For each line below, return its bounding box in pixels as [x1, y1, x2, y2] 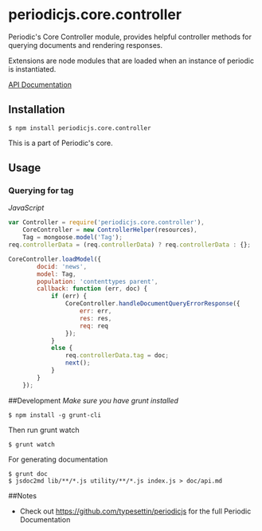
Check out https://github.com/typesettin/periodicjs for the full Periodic [19, 506, 252, 516]
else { [50, 344, 73, 352]
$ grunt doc [8, 470, 48, 478]
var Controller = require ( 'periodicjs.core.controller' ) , [8, 218, 205, 226]
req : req [79, 321, 109, 330]
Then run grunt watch [8, 425, 80, 435]
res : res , [79, 314, 112, 322]
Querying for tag [8, 185, 74, 196]
